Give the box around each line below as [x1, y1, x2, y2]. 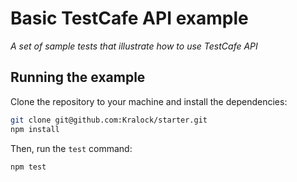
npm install [10, 124, 60, 134]
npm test [10, 162, 47, 172]
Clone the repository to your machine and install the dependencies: [10, 95, 288, 107]
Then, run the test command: [10, 142, 133, 154]
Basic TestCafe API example [10, 7, 249, 30]
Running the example [10, 69, 146, 86]
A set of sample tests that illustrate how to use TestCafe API [10, 40, 258, 52]
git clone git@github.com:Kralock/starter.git [10, 115, 208, 125]
